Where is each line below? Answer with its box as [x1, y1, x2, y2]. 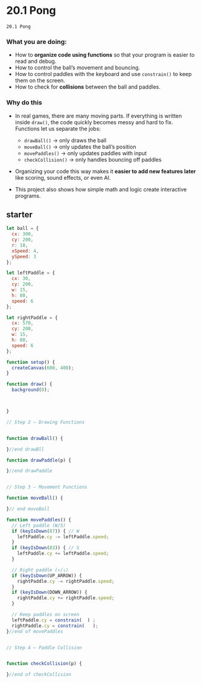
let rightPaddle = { [6, 314, 58, 320]
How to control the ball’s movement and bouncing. [14, 64, 140, 71]
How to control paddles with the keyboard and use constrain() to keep [14, 71, 192, 78]
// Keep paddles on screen [11, 612, 80, 618]
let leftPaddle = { [6, 270, 55, 276]
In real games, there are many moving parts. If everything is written [14, 112, 182, 119]
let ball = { [6, 226, 39, 232]
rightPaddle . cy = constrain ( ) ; [11, 623, 98, 629]
